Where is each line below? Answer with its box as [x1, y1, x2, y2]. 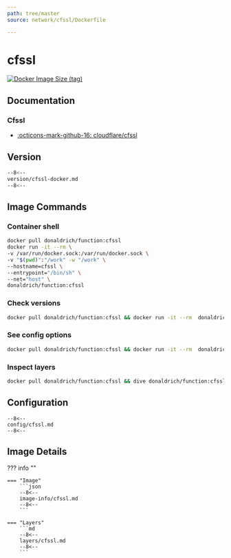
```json [19, 483, 41, 491]
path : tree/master [7, 10, 60, 17]
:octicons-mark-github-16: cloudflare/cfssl [16, 131, 137, 140]
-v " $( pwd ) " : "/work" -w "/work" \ [7, 256, 107, 264]
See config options [7, 330, 72, 340]
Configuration [7, 397, 69, 409]
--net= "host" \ [7, 276, 51, 283]
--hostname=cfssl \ [7, 263, 63, 270]
